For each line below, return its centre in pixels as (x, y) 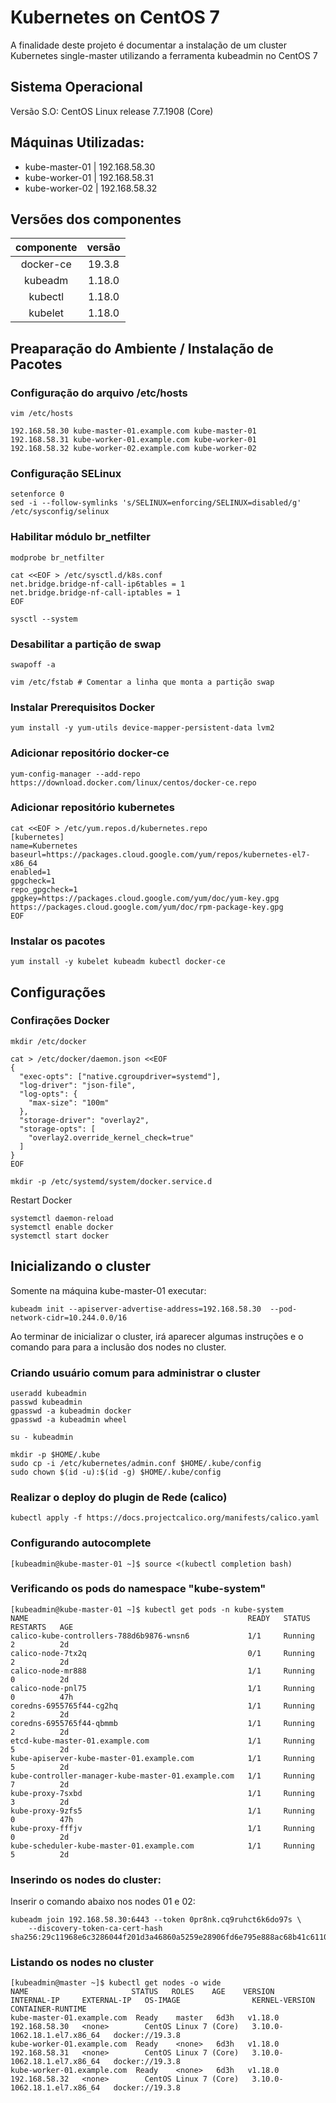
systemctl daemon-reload (62, 1218)
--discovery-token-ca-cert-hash (95, 1929)
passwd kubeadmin (46, 1402)
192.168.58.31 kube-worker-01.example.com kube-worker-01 (133, 440)
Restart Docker (41, 1200)
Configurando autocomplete (81, 1543)
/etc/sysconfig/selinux (60, 512)
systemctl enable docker (62, 1227)
